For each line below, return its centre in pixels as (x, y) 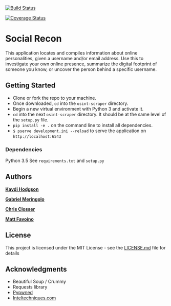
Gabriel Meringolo (25, 199)
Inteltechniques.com (34, 298)
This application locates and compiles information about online (71, 53)
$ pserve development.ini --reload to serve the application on (79, 131)
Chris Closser (20, 209)
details (12, 253)
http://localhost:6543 (37, 136)
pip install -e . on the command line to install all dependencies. (82, 125)
